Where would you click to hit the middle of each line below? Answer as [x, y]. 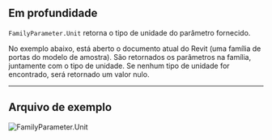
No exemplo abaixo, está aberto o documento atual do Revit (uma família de [135, 49]
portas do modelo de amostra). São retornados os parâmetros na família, [130, 57]
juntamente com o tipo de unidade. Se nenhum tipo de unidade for [119, 66]
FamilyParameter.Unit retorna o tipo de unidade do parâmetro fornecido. [130, 32]
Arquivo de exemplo [60, 107]
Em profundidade [53, 13]
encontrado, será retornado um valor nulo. [79, 74]
